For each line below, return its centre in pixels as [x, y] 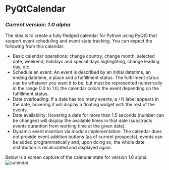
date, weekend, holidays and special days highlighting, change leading [86, 62]
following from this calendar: [35, 47]
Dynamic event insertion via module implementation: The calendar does [87, 132]
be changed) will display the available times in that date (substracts [82, 121]
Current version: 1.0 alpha [38, 25]
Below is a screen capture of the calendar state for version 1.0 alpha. [76, 157]
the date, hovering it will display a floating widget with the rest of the [84, 105]
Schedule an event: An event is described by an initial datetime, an [82, 72]
